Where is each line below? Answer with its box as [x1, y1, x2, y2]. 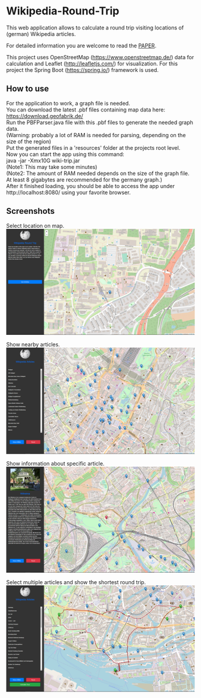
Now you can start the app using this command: [6, 150, 124, 158]
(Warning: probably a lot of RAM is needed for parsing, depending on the [6, 131, 186, 138]
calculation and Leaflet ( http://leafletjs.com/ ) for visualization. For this [6, 60, 178, 67]
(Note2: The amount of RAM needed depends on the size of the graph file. [6, 170, 190, 177]
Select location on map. [6, 222, 65, 229]
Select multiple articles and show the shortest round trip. [6, 579, 146, 586]
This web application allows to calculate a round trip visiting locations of [6, 24, 184, 31]
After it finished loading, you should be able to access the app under [6, 182, 175, 189]
